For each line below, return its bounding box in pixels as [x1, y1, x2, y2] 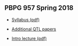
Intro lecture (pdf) [11, 35, 47, 41]
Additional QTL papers [11, 26, 56, 32]
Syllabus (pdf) [11, 16, 40, 22]
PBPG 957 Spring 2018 [4, 4, 74, 12]
